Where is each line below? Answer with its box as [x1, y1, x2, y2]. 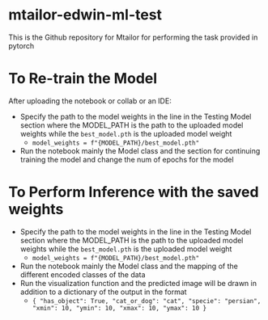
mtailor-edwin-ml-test [8, 6, 163, 24]
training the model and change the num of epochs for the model [19, 154, 234, 164]
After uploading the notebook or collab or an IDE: [8, 95, 172, 106]
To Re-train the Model [8, 69, 158, 88]
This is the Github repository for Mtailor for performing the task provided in [8, 32, 258, 42]
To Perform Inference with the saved [8, 183, 259, 201]
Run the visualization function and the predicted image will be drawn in [19, 278, 257, 288]
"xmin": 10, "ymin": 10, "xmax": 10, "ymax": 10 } [32, 304, 207, 312]
